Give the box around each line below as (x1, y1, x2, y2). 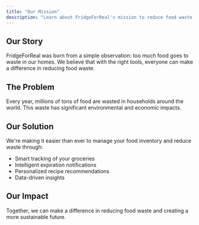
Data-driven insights (14, 174, 65, 181)
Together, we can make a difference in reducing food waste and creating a (6, 207, 189, 214)
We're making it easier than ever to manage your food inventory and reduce (6, 137, 192, 144)
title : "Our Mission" (6, 8, 60, 15)
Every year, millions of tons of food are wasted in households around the (6, 98, 184, 105)
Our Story (6, 36, 43, 46)
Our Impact (6, 191, 49, 201)
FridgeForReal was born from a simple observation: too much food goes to (6, 52, 189, 60)
